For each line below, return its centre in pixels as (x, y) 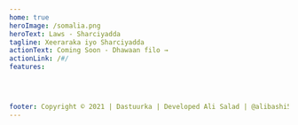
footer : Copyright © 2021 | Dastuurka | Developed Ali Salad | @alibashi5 (150, 106)
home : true (29, 17)
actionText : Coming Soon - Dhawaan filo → (89, 51)
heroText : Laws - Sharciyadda (65, 34)
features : (27, 67)
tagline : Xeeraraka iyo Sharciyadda (77, 42)
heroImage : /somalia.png (55, 26)
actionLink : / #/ (39, 59)
